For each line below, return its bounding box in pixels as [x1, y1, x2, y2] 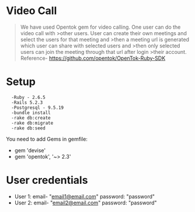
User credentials [6, 174, 88, 187]
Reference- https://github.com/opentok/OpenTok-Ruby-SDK [20, 54, 166, 61]
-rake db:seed [11, 125, 46, 131]
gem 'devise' [14, 146, 46, 153]
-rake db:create [11, 115, 51, 121]
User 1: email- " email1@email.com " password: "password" [14, 193, 155, 200]
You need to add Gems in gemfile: [6, 135, 88, 142]
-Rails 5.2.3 [11, 100, 43, 105]
